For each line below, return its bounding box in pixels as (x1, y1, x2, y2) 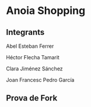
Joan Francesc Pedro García (6, 77, 75, 83)
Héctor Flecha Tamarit (6, 54, 60, 60)
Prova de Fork (6, 93, 58, 103)
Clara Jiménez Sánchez (6, 65, 63, 72)
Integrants (6, 27, 45, 37)
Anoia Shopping (6, 4, 86, 17)
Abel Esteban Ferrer (6, 42, 54, 49)
